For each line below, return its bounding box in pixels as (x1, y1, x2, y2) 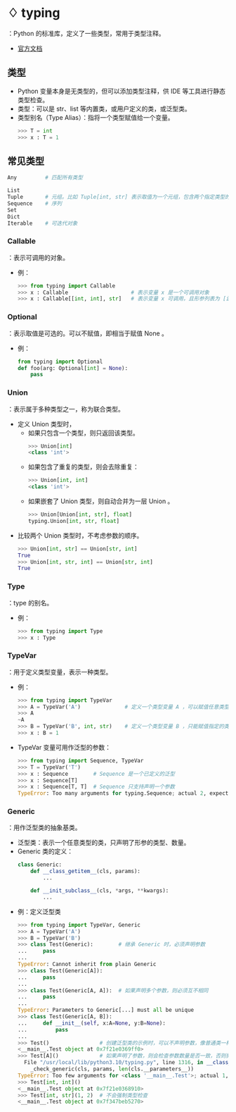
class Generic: (17, 861, 63, 868)
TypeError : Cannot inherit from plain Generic (17, 960, 157, 968)
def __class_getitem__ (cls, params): (30, 868, 141, 875)
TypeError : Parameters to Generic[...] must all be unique (17, 1006, 195, 1014)
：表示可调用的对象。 (7, 253, 69, 261)
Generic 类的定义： (17, 847, 74, 855)
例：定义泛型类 (17, 907, 61, 915)
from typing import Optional (17, 358, 103, 365)
